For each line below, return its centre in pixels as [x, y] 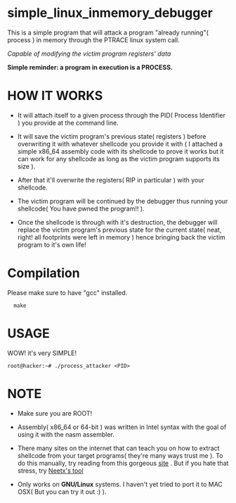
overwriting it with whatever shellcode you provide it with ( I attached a [120, 144]
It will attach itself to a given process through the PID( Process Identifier [122, 115]
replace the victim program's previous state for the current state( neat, [119, 230]
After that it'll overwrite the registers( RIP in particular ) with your [111, 180]
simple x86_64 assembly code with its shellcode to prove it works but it [120, 151]
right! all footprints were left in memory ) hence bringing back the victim [122, 237]
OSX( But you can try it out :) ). [62, 492]
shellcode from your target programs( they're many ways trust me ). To [120, 455]
